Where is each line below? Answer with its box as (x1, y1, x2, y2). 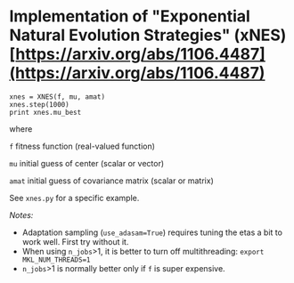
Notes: (9, 209, 34, 220)
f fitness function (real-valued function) (9, 141, 156, 151)
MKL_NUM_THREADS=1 (21, 255, 91, 264)
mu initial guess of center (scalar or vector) (9, 158, 165, 168)
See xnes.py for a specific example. (9, 192, 140, 203)
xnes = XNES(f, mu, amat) (9, 92, 105, 101)
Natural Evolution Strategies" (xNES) (9, 25, 287, 45)
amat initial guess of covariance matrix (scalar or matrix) (9, 175, 214, 186)
